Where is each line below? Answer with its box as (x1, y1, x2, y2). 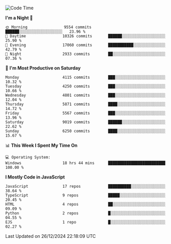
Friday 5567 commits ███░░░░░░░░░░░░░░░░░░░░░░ (5, 110, 166, 116)
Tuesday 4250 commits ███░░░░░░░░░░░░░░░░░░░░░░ (5, 84, 166, 89)
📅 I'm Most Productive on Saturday (5, 65, 81, 71)
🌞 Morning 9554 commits (5, 25, 92, 30)
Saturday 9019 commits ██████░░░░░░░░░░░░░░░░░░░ (5, 120, 166, 125)
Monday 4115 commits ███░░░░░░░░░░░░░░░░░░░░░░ (5, 75, 166, 80)
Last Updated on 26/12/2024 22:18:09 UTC (5, 233, 96, 239)
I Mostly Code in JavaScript (5, 174, 65, 180)
